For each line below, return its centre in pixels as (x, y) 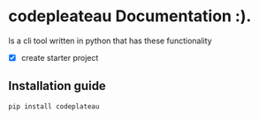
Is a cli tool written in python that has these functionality (110, 41)
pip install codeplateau (54, 106)
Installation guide (57, 86)
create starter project (60, 57)
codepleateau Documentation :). (130, 16)
